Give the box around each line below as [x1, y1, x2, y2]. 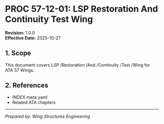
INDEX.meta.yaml [12, 94, 48, 100]
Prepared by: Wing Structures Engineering [5, 113, 90, 119]
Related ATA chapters [12, 99, 56, 105]
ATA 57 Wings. [5, 67, 35, 73]
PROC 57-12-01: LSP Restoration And [5, 3, 158, 15]
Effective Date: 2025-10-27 [5, 35, 61, 41]
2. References [5, 81, 49, 89]
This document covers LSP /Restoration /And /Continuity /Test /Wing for [5, 62, 150, 68]
